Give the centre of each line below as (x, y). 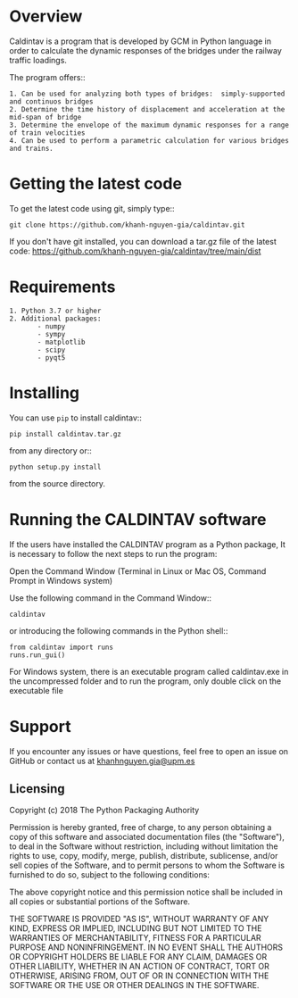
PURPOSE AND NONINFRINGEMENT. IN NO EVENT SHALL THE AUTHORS (146, 947)
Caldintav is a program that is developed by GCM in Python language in (141, 41)
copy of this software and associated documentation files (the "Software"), (147, 837)
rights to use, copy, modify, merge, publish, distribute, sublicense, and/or (144, 856)
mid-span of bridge (46, 117)
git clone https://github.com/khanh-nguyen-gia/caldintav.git (127, 225)
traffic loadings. (38, 60)
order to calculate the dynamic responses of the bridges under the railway (146, 50)
